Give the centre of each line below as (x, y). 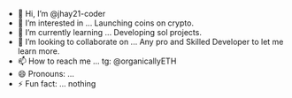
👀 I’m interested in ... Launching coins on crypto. (106, 23)
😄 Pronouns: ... (46, 74)
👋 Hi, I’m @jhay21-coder (61, 14)
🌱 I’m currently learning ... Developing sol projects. (109, 32)
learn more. (38, 51)
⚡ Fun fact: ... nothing (57, 83)
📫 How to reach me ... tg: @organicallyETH (97, 61)
